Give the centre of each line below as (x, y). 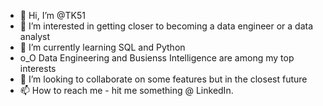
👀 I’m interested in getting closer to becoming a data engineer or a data (166, 26)
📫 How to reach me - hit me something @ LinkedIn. (126, 90)
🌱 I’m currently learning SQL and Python (102, 47)
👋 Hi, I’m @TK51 (52, 15)
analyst (35, 36)
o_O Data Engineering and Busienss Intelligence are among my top (157, 58)
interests (38, 68)
